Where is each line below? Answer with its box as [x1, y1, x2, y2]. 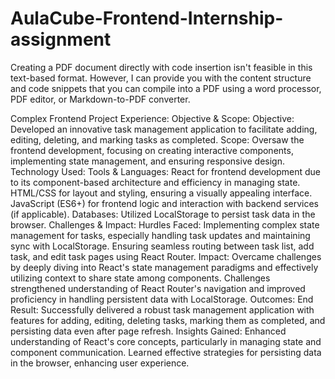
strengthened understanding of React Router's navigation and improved [10, 282, 306, 294]
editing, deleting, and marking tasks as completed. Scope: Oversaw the [10, 133, 305, 146]
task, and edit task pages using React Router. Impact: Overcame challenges [10, 250, 322, 262]
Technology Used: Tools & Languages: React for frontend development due [10, 165, 321, 177]
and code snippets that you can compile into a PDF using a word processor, [10, 82, 322, 94]
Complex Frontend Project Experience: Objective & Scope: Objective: [10, 112, 295, 124]
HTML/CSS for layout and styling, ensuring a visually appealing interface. [10, 187, 313, 199]
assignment [10, 28, 112, 51]
